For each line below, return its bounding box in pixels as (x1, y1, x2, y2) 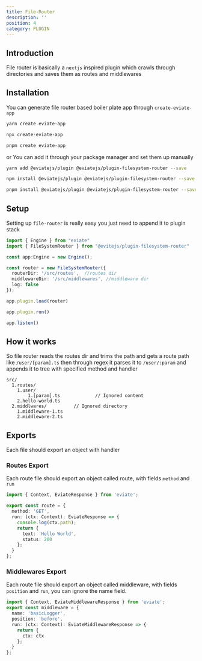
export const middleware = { (6, 605, 79, 611)
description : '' (6, 14, 47, 20)
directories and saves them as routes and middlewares (6, 70, 142, 78)
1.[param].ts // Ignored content (28, 393, 144, 399)
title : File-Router (6, 8, 55, 15)
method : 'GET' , (11, 509, 50, 515)
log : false (11, 281, 39, 288)
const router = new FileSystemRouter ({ (6, 265, 106, 271)
